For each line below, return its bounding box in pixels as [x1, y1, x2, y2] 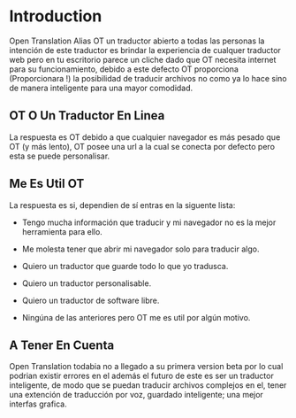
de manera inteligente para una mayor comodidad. [9, 82, 194, 93]
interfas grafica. [9, 399, 68, 409]
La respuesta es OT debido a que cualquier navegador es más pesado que [9, 131, 281, 143]
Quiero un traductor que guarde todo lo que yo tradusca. [21, 260, 229, 271]
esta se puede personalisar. [9, 151, 110, 161]
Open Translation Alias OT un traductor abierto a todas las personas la [9, 35, 265, 46]
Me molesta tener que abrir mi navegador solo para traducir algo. [21, 244, 260, 254]
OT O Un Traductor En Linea [9, 108, 165, 123]
